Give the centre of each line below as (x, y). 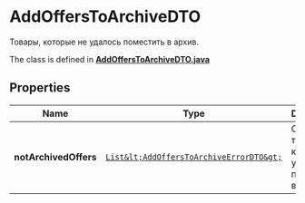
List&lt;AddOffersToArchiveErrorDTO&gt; (194, 157)
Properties (40, 88)
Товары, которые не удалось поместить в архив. (104, 42)
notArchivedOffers (55, 157)
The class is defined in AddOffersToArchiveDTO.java (110, 59)
